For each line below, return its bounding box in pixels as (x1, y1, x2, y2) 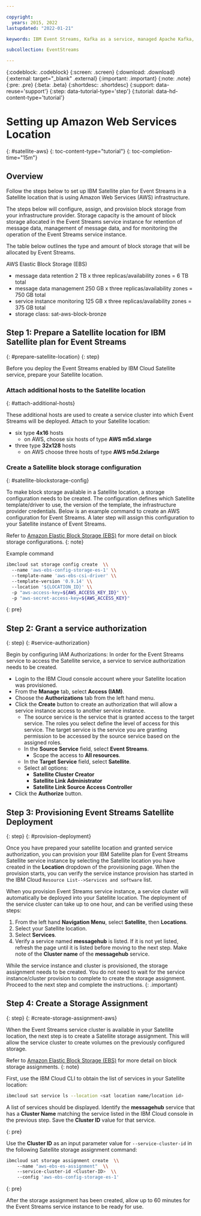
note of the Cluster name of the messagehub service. (14, 950, 150, 957)
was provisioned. (14, 681, 58, 689)
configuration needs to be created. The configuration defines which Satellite (6, 495, 195, 502)
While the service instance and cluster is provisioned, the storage (6, 962, 168, 969)
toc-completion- (131, 148, 173, 155)
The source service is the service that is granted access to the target (23, 713, 195, 720)
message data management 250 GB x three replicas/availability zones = (14, 284, 193, 292)
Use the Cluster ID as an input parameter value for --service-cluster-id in (6, 1139, 192, 1146)
